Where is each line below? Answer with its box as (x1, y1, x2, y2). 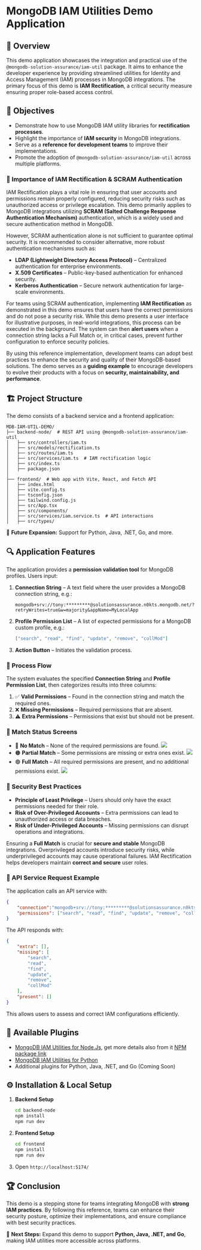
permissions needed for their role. (14, 802, 99, 810)
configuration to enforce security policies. (6, 338, 109, 345)
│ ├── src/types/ (6, 518, 55, 524)
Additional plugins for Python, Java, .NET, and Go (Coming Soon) (14, 1062, 176, 1070)
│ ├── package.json (6, 466, 60, 472)
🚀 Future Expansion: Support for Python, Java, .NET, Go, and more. (6, 529, 173, 536)
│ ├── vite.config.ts (6, 487, 66, 493)
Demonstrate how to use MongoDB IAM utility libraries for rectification (14, 122, 190, 129)
